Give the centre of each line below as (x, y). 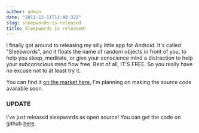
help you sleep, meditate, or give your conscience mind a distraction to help (99, 58)
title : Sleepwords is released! (46, 28)
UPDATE (19, 104)
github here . (21, 123)
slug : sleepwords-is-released (44, 23)
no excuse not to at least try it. (44, 71)
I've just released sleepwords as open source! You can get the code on (94, 117)
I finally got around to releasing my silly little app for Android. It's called (94, 45)
